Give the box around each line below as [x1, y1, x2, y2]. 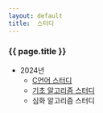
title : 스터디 [8, 19, 55, 27]
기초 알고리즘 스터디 [31, 86, 95, 95]
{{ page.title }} [8, 46, 67, 57]
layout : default [8, 11, 63, 20]
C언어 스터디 [31, 75, 72, 85]
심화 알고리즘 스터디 [31, 95, 95, 105]
